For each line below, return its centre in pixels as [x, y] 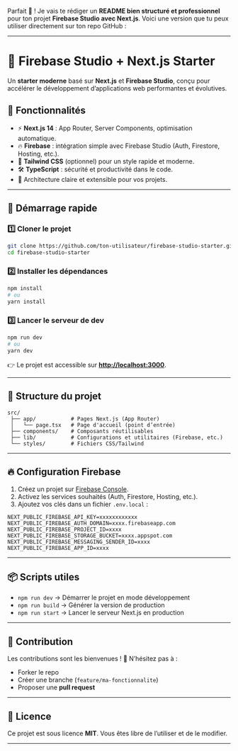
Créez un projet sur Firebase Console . [73, 489]
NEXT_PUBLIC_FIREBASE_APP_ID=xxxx [58, 548]
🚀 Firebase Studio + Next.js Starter [111, 61]
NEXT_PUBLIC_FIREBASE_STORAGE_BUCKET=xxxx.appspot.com [90, 535]
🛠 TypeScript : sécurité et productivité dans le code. [95, 169]
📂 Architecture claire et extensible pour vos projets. [92, 179]
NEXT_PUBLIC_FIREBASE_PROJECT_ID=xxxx [64, 529]
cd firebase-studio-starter [49, 253]
